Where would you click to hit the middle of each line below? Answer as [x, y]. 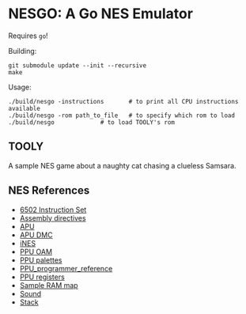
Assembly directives [53, 218]
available [25, 108]
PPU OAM [36, 252]
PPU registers [42, 277]
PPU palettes [41, 260]
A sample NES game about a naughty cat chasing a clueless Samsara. [122, 165]
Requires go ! [28, 36]
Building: [23, 51]
